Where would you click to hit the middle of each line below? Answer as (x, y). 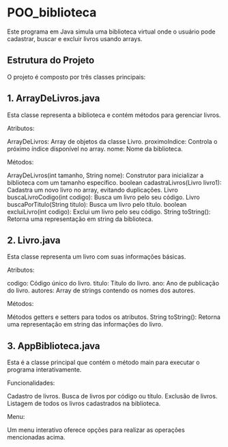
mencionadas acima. (36, 437)
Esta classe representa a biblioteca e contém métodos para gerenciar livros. (114, 115)
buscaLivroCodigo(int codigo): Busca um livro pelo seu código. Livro (103, 197)
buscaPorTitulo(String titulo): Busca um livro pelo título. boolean (97, 204)
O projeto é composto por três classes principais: (76, 77)
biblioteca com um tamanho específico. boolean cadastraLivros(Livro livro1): (114, 182)
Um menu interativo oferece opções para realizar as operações (96, 430)
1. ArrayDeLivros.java (54, 98)
